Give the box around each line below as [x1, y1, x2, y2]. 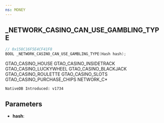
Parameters [5, 99, 42, 108]
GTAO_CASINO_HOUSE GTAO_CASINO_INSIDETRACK [5, 60, 115, 66]
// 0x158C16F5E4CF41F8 [5, 47, 52, 52]
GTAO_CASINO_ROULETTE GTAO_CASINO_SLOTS [5, 71, 108, 77]
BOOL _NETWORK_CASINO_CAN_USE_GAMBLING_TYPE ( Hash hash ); [5, 51, 126, 56]
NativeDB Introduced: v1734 [5, 86, 64, 91]
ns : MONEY [5, 7, 26, 12]
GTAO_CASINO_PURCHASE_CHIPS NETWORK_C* [5, 76, 108, 82]
